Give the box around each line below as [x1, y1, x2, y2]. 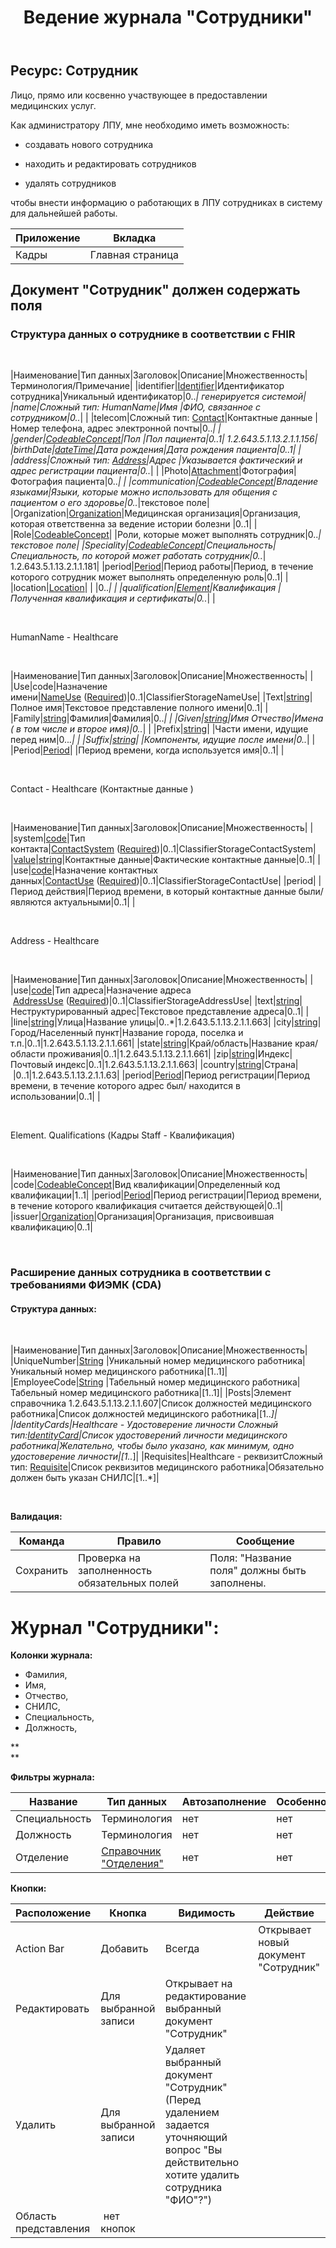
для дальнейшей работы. [10, 207, 118, 219]
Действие [264, 1906, 315, 1920]
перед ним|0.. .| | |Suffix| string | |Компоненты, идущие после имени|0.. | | [10, 734, 316, 746]
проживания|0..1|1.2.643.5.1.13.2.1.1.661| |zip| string [47, 1048, 256, 1060]
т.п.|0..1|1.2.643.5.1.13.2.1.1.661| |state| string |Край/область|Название [10, 1037, 293, 1050]
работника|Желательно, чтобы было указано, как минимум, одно [10, 1440, 295, 1452]
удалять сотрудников [24, 177, 117, 189]
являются [10, 896, 52, 908]
